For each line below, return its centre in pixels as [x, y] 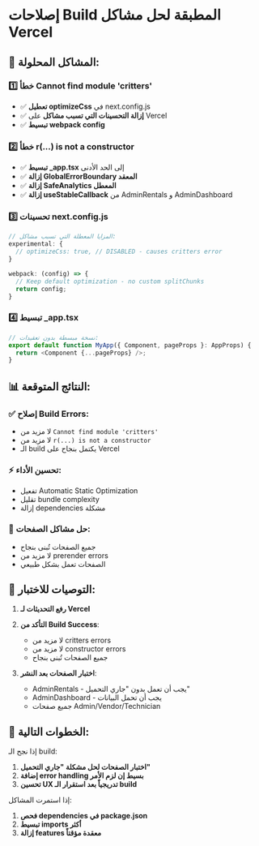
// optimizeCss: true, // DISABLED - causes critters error [119, 252]
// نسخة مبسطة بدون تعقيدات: [54, 337]
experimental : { [36, 244]
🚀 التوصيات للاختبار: [52, 589]
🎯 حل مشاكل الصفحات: [49, 529]
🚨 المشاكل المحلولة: [54, 62]
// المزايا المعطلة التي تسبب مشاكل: [62, 237]
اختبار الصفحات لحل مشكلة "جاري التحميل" [85, 767]
